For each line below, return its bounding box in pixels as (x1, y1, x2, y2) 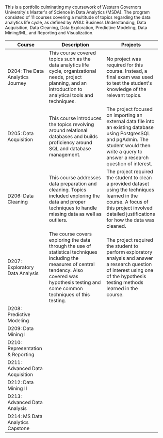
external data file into (106, 118, 155, 125)
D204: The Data (7, 68, 44, 74)
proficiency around (49, 139, 92, 146)
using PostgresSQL (106, 130, 150, 137)
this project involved (106, 204, 153, 211)
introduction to (49, 86, 82, 93)
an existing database (106, 124, 154, 130)
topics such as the (49, 56, 91, 62)
